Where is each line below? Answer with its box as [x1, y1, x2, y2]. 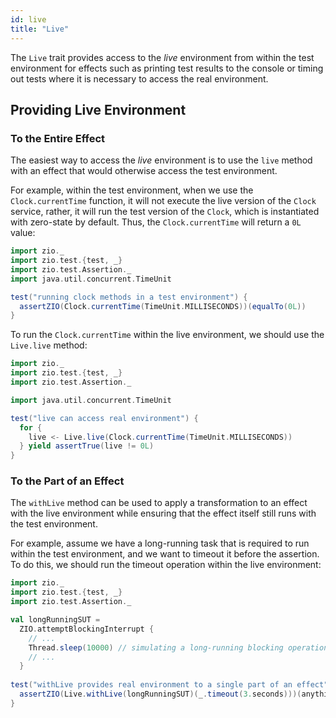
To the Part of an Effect [10, 474, 125, 488]
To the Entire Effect [10, 131, 106, 145]
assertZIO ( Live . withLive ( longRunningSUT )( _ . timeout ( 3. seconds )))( [19, 689, 302, 700]
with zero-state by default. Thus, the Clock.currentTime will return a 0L [10, 216, 302, 228]
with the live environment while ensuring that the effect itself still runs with [10, 507, 317, 520]
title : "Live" [10, 24, 70, 34]
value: [10, 227, 36, 239]
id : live [10, 14, 47, 25]
